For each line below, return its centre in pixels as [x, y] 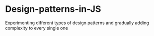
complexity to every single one [37, 28]
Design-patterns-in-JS [53, 9]
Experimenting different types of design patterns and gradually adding [77, 23]
